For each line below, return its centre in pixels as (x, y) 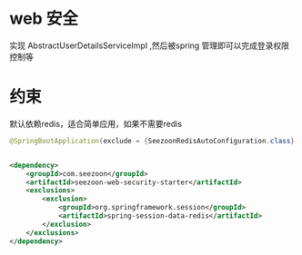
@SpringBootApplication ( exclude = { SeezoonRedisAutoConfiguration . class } (152, 141)
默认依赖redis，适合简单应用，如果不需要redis (96, 123)
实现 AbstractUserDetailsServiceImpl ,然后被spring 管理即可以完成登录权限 (149, 45)
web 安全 (44, 19)
